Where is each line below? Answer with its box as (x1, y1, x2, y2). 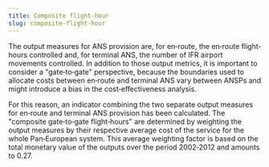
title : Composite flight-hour (8, 11, 110, 20)
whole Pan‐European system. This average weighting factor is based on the (8, 133, 259, 143)
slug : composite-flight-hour (8, 19, 106, 27)
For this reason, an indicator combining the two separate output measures (8, 100, 254, 109)
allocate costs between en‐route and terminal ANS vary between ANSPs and (8, 75, 262, 85)
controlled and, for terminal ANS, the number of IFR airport (29, 50, 223, 59)
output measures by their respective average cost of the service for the (8, 125, 245, 135)
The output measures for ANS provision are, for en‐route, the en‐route (8, 41, 240, 51)
